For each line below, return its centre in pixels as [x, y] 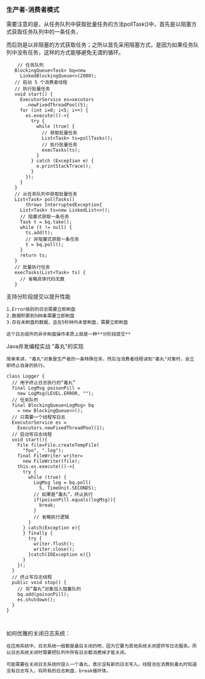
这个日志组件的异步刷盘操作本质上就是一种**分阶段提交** [69, 334]
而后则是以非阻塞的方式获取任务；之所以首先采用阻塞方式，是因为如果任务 [100, 45]
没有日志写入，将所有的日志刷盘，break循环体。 [59, 671]
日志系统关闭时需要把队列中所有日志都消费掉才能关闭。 [70, 653]
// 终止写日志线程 [32, 577]
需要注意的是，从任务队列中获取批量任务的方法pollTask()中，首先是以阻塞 [99, 24]
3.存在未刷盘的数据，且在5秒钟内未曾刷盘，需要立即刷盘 [67, 323]
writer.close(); [54, 549]
